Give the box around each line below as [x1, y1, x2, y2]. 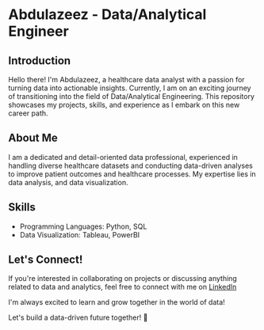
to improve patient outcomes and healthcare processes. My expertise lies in [8, 169, 256, 179]
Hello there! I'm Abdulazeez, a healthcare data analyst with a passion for [8, 75, 245, 84]
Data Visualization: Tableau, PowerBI [19, 229, 140, 239]
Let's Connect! [8, 253, 83, 267]
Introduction [8, 54, 71, 67]
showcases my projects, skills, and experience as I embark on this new [8, 101, 240, 109]
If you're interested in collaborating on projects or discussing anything [8, 274, 238, 283]
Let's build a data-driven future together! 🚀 [8, 313, 148, 322]
